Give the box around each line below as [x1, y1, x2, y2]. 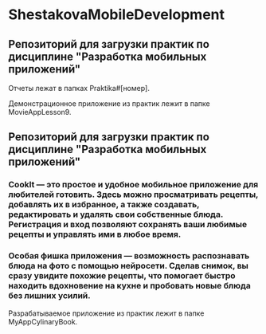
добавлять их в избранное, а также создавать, [8, 199, 200, 210]
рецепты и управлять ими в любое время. [8, 229, 182, 240]
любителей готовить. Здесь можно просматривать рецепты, [8, 189, 259, 200]
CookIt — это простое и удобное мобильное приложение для [8, 179, 259, 191]
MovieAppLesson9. [8, 108, 72, 116]
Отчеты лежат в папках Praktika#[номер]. [8, 84, 150, 92]
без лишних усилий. [8, 290, 91, 301]
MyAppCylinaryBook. [8, 316, 78, 326]
